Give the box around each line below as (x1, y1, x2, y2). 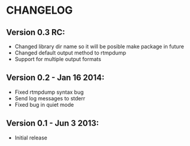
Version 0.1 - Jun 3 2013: (6, 118, 99, 128)
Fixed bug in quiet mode (14, 101, 74, 108)
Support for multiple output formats (14, 56, 102, 62)
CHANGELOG (6, 4, 73, 17)
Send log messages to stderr (14, 94, 86, 101)
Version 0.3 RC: (6, 27, 65, 37)
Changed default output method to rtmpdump (14, 49, 126, 56)
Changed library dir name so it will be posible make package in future (14, 43, 185, 50)
